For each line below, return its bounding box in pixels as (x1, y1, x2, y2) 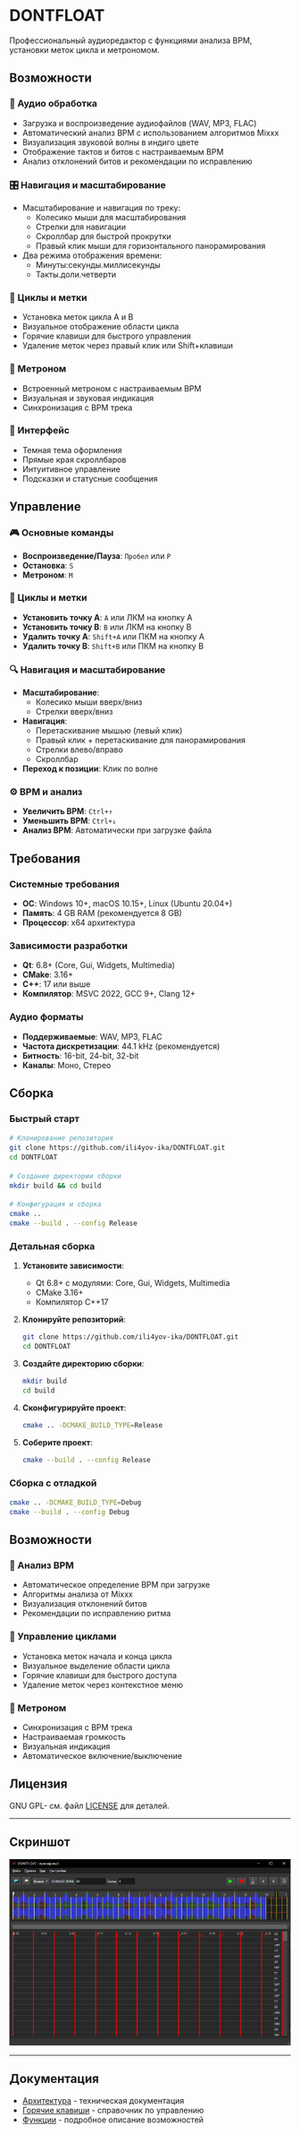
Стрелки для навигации (35, 221, 127, 232)
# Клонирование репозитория (9, 1134, 114, 1143)
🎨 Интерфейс (9, 424, 70, 437)
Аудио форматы (9, 1011, 84, 1024)
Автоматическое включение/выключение (21, 1750, 183, 1761)
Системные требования (9, 878, 121, 890)
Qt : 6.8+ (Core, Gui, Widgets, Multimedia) (21, 960, 176, 971)
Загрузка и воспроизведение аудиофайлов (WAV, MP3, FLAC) (21, 117, 257, 128)
